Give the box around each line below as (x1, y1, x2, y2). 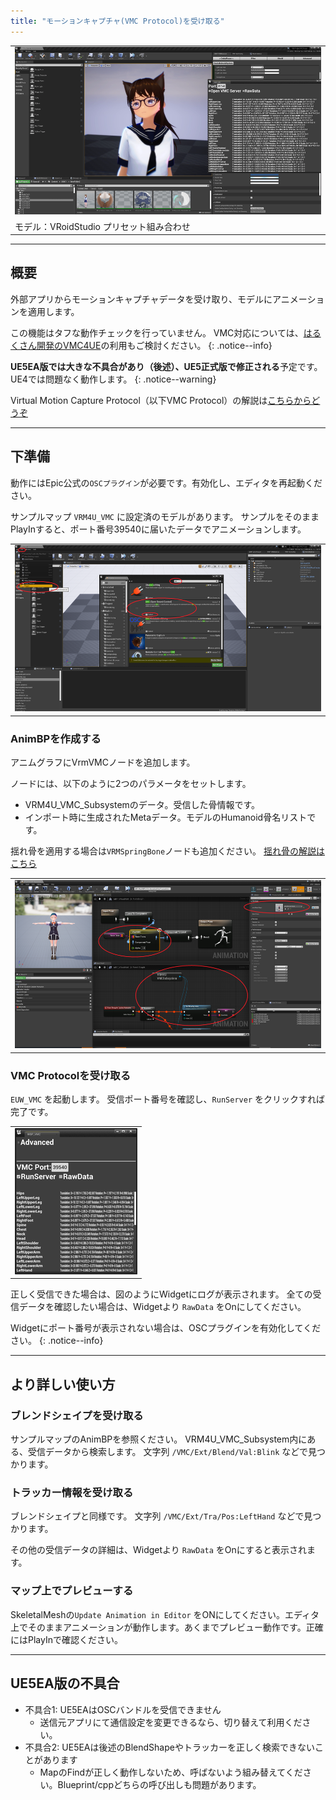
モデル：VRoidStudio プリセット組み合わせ (14, 220, 191, 232)
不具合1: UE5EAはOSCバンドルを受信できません (24, 1703, 222, 1715)
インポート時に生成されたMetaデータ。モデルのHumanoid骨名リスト (24, 811, 308, 824)
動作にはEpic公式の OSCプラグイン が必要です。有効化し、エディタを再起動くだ (10, 476, 323, 489)
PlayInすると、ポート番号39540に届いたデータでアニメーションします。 (10, 523, 307, 535)
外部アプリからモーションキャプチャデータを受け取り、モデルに (10, 293, 273, 305)
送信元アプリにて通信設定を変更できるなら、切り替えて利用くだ (39, 1716, 303, 1728)
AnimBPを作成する (10, 731, 102, 745)
